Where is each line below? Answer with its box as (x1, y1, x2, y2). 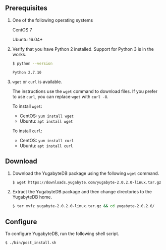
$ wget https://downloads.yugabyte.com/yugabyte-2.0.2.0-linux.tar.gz (12, 180, 162, 185)
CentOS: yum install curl (19, 137, 74, 143)
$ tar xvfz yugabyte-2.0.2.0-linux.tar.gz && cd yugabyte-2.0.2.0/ (12, 204, 155, 209)
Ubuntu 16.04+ (12, 36, 43, 42)
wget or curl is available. (12, 79, 62, 84)
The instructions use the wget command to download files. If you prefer (12, 88, 158, 94)
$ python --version (12, 61, 53, 66)
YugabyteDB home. (12, 194, 52, 200)
